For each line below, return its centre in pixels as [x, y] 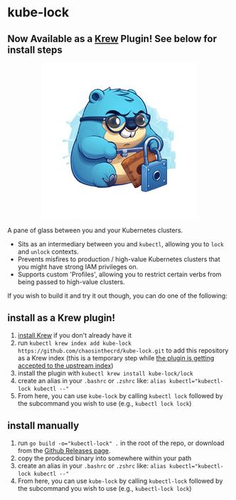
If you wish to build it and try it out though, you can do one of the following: [117, 296]
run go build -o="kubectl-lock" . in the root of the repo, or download [121, 443]
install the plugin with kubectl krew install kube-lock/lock [105, 373]
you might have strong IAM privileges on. [78, 267]
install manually [43, 426]
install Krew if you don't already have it [74, 335]
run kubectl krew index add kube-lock [74, 343]
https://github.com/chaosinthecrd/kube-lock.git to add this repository [123, 350]
